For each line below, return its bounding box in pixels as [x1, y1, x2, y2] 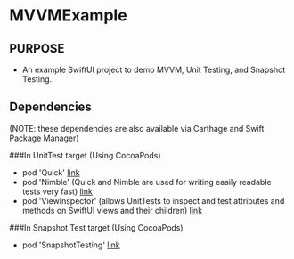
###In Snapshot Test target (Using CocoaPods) [9, 222, 184, 232]
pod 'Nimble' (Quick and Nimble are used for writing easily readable [21, 176, 272, 187]
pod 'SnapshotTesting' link [21, 239, 120, 250]
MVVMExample [9, 5, 127, 26]
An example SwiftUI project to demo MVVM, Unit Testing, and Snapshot [21, 64, 286, 75]
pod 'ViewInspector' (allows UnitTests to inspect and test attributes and [21, 195, 285, 206]
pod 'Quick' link [21, 166, 80, 178]
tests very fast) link [21, 186, 94, 197]
